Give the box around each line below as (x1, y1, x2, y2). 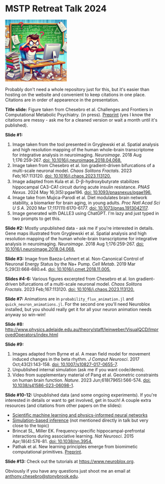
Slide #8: (5, 321, 24, 327)
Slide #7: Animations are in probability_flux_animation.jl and (5, 296, 134, 302)
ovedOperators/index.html (5, 332, 58, 338)
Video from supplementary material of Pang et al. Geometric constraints (12, 372, 159, 378)
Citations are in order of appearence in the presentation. (5, 97, 119, 103)
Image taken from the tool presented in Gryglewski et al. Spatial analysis (12, 141, 159, 147)
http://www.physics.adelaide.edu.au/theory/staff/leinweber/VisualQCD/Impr (5, 326, 159, 332)
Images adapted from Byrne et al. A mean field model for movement (12, 351, 150, 356)
